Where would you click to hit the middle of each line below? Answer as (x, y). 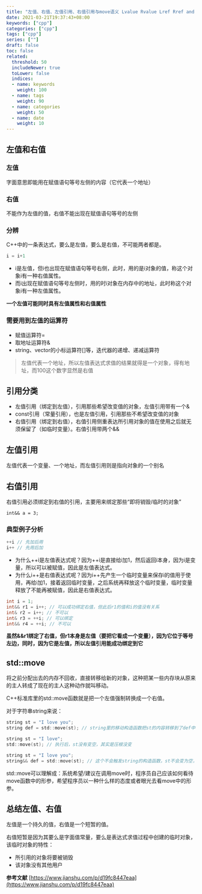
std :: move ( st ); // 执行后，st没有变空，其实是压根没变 (69, 744)
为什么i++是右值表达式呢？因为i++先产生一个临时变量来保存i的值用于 (100, 575)
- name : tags (28, 96)
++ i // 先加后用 (25, 542)
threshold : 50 (29, 62)
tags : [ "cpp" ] (24, 34)
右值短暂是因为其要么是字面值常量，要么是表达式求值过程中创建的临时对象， (101, 837)
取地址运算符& (32, 342)
